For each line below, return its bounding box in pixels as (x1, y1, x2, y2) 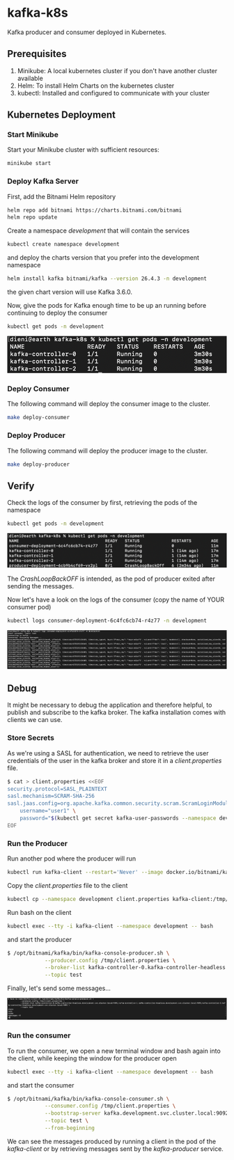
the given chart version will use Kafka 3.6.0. (7, 288, 133, 297)
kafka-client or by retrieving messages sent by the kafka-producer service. (7, 1144, 224, 1153)
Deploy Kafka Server (7, 176, 79, 186)
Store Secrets (7, 733, 54, 743)
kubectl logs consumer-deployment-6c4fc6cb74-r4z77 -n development (7, 617, 208, 624)
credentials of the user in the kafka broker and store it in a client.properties (7, 756, 222, 765)
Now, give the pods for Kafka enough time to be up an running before (7, 301, 207, 310)
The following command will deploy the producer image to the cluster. (7, 446, 208, 455)
